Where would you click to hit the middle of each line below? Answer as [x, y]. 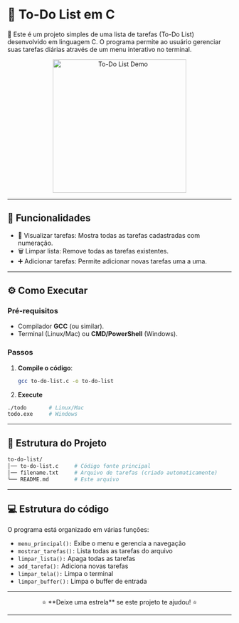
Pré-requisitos [33, 311]
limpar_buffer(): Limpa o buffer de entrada [82, 581]
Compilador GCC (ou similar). [61, 326]
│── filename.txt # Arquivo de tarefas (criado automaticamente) [113, 473]
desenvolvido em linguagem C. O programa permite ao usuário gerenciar [114, 41]
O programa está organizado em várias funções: [78, 530]
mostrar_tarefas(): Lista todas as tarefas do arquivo [95, 551]
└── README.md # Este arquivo [63, 479]
